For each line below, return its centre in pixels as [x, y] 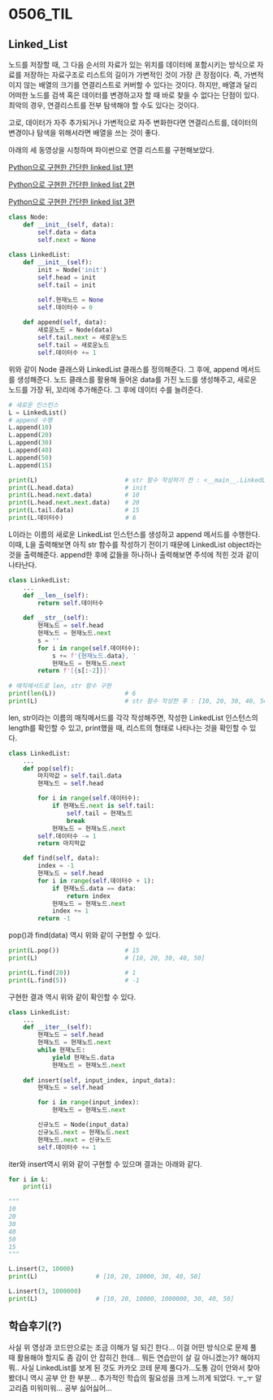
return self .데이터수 [71, 603]
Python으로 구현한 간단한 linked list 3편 [72, 202]
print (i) [38, 1187]
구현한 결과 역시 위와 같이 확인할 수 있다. [72, 997]
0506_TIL [41, 14]
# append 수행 [30, 420]
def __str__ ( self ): [56, 618]
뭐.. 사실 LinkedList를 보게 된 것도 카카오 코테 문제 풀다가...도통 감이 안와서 [127, 1367]
